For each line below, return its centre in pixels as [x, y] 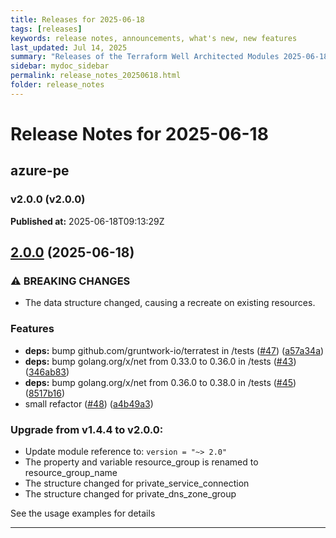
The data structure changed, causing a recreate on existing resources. [170, 303]
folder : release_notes [57, 85]
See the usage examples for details [83, 513]
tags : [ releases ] [46, 29]
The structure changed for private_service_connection [137, 483]
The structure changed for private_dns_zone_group [130, 493]
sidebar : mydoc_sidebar [60, 66]
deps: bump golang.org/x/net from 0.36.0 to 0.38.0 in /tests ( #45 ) [160, 382]
